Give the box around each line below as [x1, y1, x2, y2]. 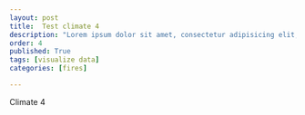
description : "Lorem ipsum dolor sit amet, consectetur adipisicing [9, 30, 275, 39]
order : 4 [9, 38, 43, 48]
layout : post [9, 13, 59, 23]
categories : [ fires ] [9, 64, 88, 73]
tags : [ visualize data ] [9, 55, 100, 64]
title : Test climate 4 [9, 22, 100, 31]
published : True [9, 47, 71, 56]
